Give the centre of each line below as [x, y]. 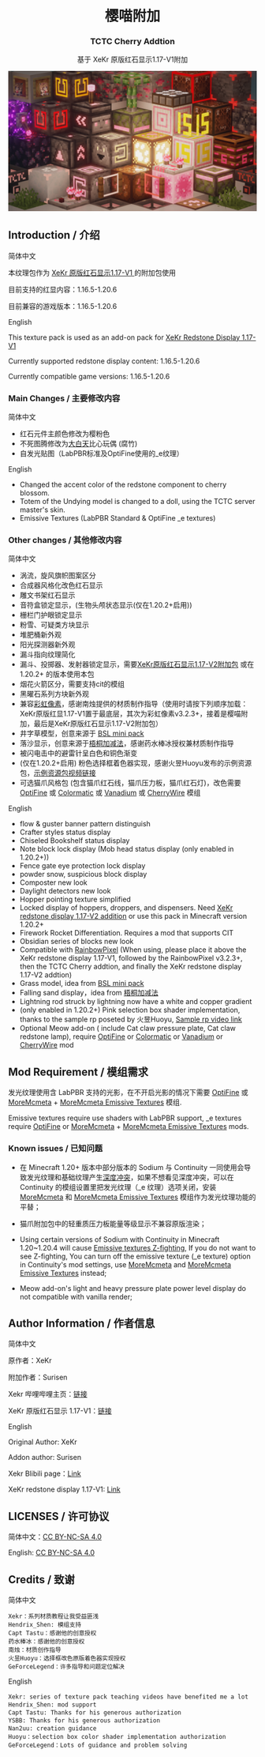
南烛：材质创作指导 [35, 1650]
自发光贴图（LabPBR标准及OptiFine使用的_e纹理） [101, 453]
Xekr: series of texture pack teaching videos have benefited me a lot [128, 1697]
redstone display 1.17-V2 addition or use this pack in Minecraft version [133, 916]
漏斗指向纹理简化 [47, 655]
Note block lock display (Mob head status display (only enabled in [127, 849]
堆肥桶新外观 [40, 635]
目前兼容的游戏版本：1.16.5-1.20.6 [63, 306]
